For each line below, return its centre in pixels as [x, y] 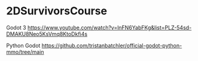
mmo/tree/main [25, 51]
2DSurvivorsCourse [57, 11]
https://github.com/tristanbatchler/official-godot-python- [112, 45]
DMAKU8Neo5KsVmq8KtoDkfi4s [47, 33]
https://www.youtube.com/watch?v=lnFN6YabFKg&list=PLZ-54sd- [109, 28]
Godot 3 [16, 28]
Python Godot [23, 45]
